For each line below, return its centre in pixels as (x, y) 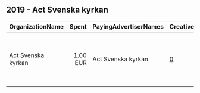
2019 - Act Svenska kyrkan (57, 10)
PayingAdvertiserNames (128, 26)
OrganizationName (37, 26)
